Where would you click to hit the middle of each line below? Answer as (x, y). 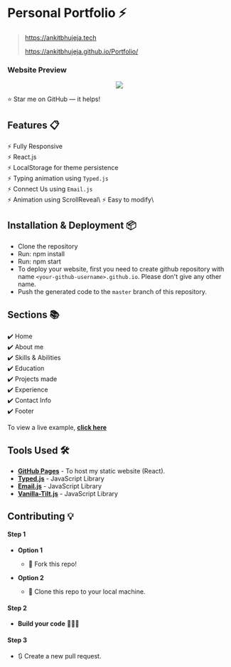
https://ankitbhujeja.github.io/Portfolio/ (81, 51)
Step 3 (17, 640)
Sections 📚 (33, 315)
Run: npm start (39, 261)
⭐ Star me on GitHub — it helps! (54, 99)
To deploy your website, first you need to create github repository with (121, 269)
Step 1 (17, 535)
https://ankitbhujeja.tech (60, 37)
